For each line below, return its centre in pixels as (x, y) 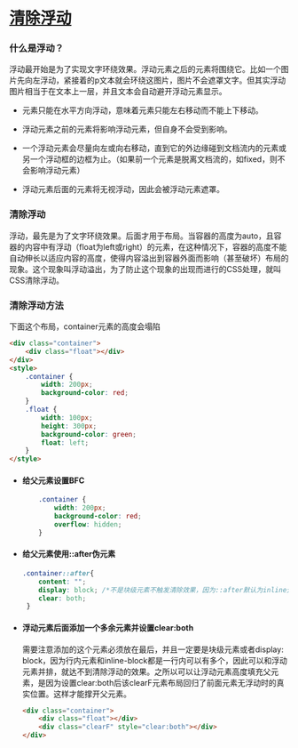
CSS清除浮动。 (37, 280)
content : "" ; (63, 582)
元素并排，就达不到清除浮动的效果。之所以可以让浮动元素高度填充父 (146, 672)
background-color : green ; (89, 434)
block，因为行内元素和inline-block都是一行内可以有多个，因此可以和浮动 (155, 660)
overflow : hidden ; (88, 525)
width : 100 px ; (67, 418)
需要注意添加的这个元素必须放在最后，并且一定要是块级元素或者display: (153, 649)
